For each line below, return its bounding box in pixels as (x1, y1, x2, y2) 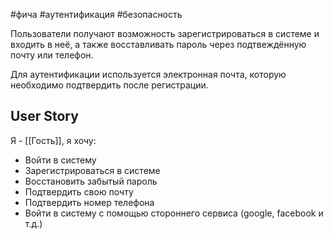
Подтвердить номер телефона (24, 196, 155, 208)
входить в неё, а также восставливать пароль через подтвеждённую (10, 39, 307, 50)
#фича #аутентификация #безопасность (10, 9, 183, 20)
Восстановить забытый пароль (24, 175, 158, 187)
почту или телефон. (10, 49, 94, 61)
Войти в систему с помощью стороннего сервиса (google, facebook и (24, 207, 324, 219)
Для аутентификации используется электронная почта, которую (10, 69, 287, 80)
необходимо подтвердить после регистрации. (10, 79, 209, 91)
